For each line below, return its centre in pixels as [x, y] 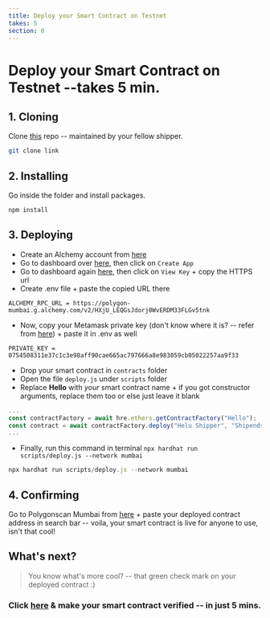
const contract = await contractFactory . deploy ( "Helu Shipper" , [118, 425]
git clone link [34, 151]
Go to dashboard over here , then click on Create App [107, 262]
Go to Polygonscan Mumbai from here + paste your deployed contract [125, 514]
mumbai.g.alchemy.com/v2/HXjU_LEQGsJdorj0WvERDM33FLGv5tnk [109, 310]
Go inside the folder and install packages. [77, 195]
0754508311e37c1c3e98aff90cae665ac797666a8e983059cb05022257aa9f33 [124, 355]
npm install [28, 210]
